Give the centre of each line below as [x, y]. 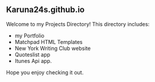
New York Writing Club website [53, 48]
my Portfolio [29, 36]
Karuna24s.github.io [45, 10]
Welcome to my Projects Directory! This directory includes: [78, 24]
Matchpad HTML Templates [49, 42]
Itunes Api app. [33, 61]
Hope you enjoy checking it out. [45, 72]
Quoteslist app [32, 54]
